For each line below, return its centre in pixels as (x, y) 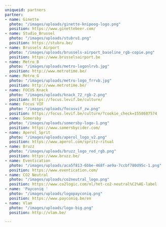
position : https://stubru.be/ (41, 43)
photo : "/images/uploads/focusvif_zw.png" (55, 109)
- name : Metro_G (22, 76)
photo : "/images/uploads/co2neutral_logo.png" (59, 180)
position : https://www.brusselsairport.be (55, 57)
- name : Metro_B (22, 62)
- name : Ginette (22, 19)
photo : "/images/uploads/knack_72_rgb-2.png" (58, 95)
